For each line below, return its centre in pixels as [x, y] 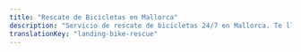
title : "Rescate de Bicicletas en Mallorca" [94, 17]
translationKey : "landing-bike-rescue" [84, 33]
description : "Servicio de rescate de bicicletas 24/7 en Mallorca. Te [146, 26]
